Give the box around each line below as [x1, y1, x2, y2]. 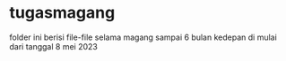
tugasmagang [9, 3, 116, 23]
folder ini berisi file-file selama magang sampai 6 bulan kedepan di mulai [9, 32, 278, 42]
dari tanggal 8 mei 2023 [9, 41, 99, 51]
